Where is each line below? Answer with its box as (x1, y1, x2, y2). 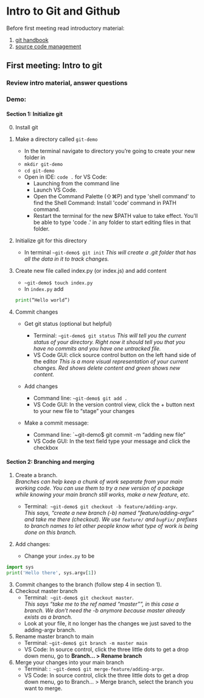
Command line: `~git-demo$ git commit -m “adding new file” (33, 431, 186, 439)
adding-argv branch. (24, 627, 76, 634)
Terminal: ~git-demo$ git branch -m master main (24, 639, 148, 647)
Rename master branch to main (15, 633, 94, 640)
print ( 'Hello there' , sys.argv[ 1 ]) (6, 570, 97, 576)
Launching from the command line (33, 180, 120, 187)
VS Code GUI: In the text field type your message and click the (33, 437, 191, 445)
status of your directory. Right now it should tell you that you (33, 339, 186, 346)
